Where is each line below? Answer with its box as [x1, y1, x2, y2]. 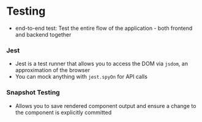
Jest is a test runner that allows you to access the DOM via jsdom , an [15, 60, 189, 68]
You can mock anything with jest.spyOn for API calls [15, 73, 148, 81]
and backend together [15, 30, 72, 38]
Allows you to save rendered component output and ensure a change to [15, 102, 196, 109]
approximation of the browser [15, 66, 91, 74]
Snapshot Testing [6, 88, 60, 97]
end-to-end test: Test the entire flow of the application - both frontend [15, 24, 193, 32]
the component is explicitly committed [15, 109, 112, 116]
